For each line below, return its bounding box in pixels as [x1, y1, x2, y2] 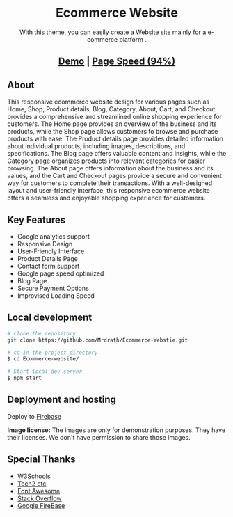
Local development [7, 312, 93, 324]
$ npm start [7, 374, 42, 382]
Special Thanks [7, 454, 76, 466]
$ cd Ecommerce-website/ [7, 356, 79, 363]
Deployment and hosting [7, 394, 117, 406]
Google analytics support [17, 232, 90, 241]
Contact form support [17, 262, 80, 270]
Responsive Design [17, 239, 73, 248]
